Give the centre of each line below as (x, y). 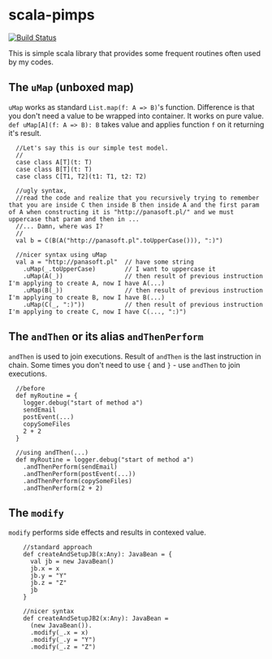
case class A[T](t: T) (54, 162)
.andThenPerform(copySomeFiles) (78, 481)
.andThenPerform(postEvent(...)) (80, 474)
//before (30, 388)
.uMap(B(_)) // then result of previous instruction (143, 290)
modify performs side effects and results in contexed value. (108, 532)
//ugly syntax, (41, 190)
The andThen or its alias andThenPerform (106, 336)
